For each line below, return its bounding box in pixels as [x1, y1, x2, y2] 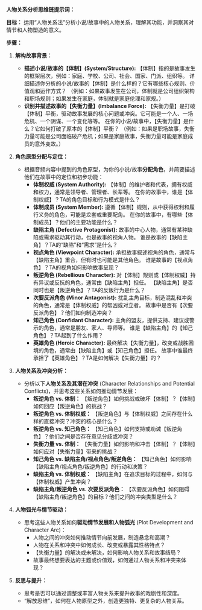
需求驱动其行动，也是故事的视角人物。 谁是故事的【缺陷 [43, 234, 183, 241]
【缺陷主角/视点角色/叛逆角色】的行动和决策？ [33, 463, 148, 470]
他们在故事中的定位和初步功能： [24, 173, 104, 180]
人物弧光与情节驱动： [14, 506, 68, 513]
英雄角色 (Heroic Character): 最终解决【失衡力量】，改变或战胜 [33, 339, 189, 346]
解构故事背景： [14, 52, 52, 59]
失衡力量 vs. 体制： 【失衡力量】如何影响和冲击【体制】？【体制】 [33, 440, 196, 447]
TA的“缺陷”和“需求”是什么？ [49, 241, 118, 248]
